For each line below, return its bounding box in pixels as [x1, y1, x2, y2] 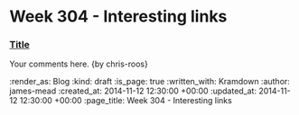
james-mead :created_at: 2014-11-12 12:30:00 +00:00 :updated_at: [9, 85, 257, 96]
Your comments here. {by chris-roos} [9, 58, 149, 69]
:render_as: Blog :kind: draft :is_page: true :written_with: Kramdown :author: [9, 76, 291, 87]
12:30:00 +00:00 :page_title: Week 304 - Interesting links [19, 95, 232, 106]
